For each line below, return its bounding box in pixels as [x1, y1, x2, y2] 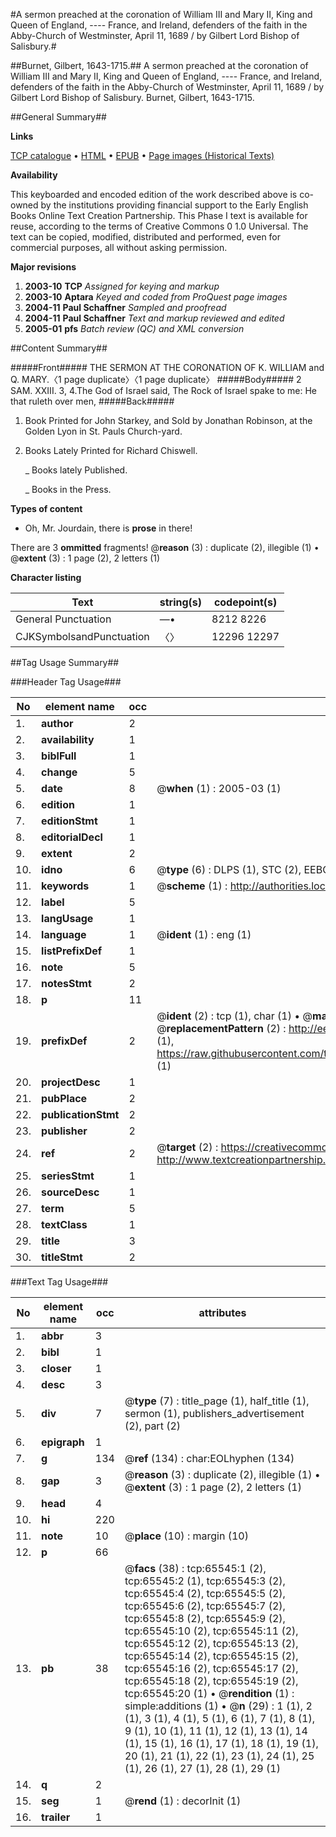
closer [41, 1362, 72, 1375]
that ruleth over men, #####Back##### [10, 395, 175, 407]
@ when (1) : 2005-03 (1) [156, 782, 282, 795]
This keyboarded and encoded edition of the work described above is [10, 189, 298, 200]
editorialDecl [41, 830, 103, 844]
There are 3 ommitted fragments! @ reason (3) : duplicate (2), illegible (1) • [10, 542, 320, 553]
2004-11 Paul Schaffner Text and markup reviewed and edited [24, 312, 285, 324]
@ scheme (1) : [156, 879, 228, 893]
